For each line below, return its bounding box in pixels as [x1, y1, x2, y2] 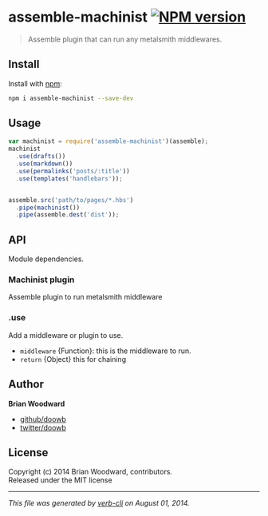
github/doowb [19, 414, 66, 423]
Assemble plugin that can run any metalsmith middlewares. [27, 34, 223, 44]
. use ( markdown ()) [15, 160, 73, 168]
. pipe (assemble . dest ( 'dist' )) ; [15, 211, 120, 219]
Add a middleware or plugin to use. [8, 330, 124, 339]
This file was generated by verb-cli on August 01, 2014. [8, 498, 190, 508]
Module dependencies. [8, 254, 85, 264]
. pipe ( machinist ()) [15, 204, 81, 212]
